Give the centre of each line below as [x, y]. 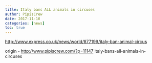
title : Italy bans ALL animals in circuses [50, 10]
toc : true [15, 28]
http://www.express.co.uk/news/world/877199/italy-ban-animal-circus [76, 42]
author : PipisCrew [24, 14]
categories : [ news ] [25, 23]
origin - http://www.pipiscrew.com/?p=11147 [49, 51]
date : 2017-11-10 [23, 19]
